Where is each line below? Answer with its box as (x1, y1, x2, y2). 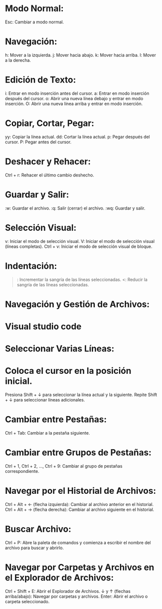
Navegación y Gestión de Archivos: (5, 298, 150, 310)
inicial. (5, 376, 32, 387)
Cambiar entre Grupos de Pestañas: (5, 447, 152, 458)
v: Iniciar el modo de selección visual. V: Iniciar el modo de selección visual (5, 238, 155, 244)
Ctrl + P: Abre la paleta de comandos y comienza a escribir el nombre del (5, 539, 151, 545)
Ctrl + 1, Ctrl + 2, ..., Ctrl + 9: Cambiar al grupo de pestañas (5, 463, 122, 469)
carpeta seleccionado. (5, 598, 50, 604)
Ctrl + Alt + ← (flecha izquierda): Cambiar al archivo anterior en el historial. (5, 501, 154, 507)
